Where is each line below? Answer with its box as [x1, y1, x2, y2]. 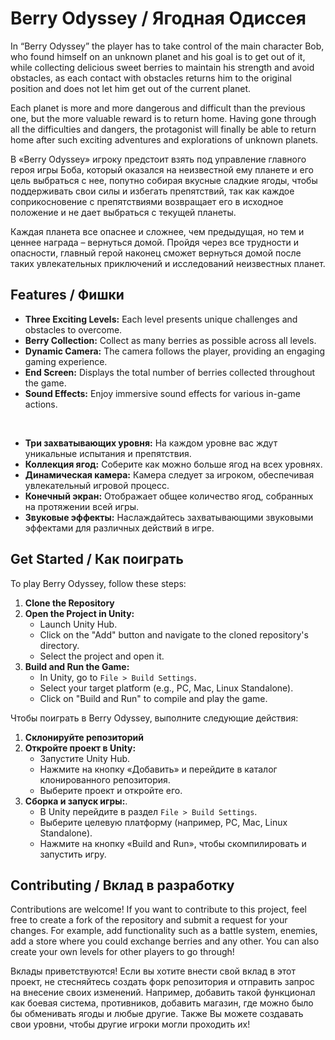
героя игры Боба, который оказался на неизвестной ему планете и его [10, 163, 314, 176]
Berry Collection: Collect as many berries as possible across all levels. [24, 334, 317, 346]
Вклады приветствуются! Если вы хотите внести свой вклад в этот [10, 965, 296, 977]
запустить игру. [39, 848, 107, 860]
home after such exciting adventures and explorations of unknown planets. [10, 133, 319, 146]
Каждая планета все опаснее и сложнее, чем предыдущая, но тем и [10, 225, 305, 237]
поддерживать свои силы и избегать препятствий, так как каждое [10, 185, 295, 197]
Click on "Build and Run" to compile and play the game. [39, 692, 268, 704]
